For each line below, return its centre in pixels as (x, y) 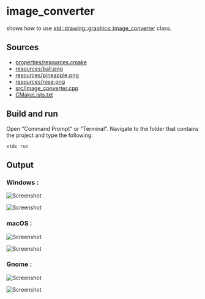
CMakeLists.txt (34, 94)
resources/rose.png (40, 81)
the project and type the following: (50, 135)
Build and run (32, 114)
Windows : (23, 182)
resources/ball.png (39, 68)
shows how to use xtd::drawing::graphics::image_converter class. (89, 28)
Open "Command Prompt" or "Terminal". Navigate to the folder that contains (102, 128)
